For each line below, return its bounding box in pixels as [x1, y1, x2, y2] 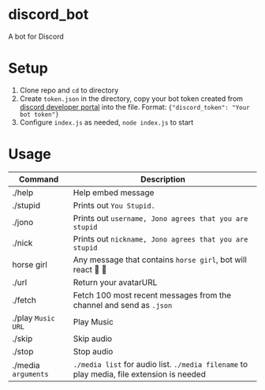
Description [140, 174, 186, 185]
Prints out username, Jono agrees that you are [73, 212, 248, 223]
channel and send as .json [73, 299, 173, 310]
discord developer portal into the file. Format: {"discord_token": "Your [19, 102, 250, 111]
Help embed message [73, 187, 155, 198]
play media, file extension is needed [73, 369, 207, 380]
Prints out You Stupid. [73, 200, 155, 211]
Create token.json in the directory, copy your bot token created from [19, 93, 243, 103]
